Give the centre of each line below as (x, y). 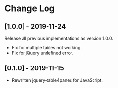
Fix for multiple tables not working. (47, 48)
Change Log (30, 9)
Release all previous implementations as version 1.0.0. (59, 38)
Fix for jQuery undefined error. (42, 53)
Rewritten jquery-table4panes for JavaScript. (57, 80)
